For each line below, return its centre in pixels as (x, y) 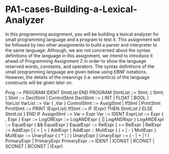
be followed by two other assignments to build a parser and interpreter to (81, 45)
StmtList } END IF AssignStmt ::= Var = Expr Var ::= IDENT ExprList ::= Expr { (84, 114)
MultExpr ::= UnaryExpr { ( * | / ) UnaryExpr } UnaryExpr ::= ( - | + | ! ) (77, 135)
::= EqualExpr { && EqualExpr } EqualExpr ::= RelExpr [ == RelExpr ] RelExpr (83, 125)
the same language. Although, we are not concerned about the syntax (78, 50)
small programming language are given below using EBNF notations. (76, 71)
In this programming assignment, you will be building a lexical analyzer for (82, 34)
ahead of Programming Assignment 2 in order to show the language (76, 61)
